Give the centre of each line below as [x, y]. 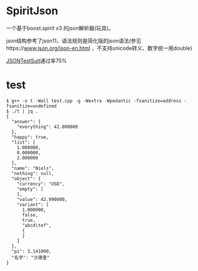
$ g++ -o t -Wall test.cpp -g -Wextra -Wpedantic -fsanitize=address [94, 101]
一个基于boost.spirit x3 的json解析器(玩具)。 [60, 28]
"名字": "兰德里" [31, 257]
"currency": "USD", [41, 184]
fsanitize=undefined [32, 106]
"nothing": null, [33, 173]
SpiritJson [32, 11]
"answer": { [26, 122]
